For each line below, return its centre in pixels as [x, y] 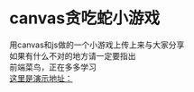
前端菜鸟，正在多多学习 [53, 67]
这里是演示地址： [41, 78]
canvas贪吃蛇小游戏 [85, 18]
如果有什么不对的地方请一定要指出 [73, 55]
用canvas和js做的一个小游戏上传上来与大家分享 [97, 45]
